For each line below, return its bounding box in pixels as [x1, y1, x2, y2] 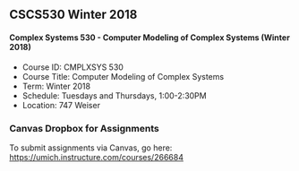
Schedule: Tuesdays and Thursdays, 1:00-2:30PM [21, 90, 208, 101]
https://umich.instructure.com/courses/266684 [9, 151, 184, 162]
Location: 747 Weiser [21, 99, 101, 110]
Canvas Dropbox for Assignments [9, 122, 159, 134]
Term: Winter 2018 [21, 81, 91, 91]
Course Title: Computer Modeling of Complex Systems [21, 71, 225, 81]
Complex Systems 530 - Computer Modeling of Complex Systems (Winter [9, 31, 291, 43]
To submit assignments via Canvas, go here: [9, 142, 173, 153]
